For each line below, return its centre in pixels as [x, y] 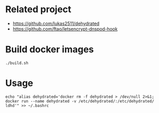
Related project [38, 9]
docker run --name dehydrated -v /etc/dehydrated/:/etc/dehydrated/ [80, 101]
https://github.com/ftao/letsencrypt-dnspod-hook [65, 29]
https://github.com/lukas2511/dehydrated [56, 23]
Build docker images [50, 50]
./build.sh [17, 63]
